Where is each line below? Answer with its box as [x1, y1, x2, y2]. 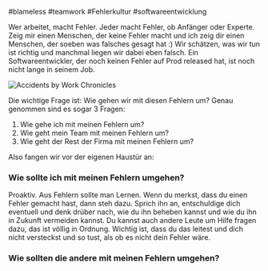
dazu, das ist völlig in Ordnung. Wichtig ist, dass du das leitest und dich [8, 224, 244, 234]
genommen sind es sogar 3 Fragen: [8, 104, 126, 114]
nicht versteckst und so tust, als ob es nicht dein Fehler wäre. [8, 233, 210, 242]
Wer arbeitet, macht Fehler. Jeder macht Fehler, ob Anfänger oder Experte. [8, 22, 255, 31]
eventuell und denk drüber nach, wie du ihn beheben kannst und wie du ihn [8, 207, 258, 217]
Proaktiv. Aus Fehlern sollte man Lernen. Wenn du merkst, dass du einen [8, 190, 248, 200]
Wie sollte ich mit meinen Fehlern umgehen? [8, 172, 185, 183]
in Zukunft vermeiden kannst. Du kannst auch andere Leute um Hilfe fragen [8, 216, 257, 225]
